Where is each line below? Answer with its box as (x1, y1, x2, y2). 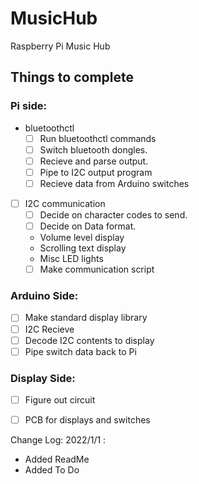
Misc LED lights (39, 253, 104, 265)
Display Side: (10, 371, 76, 385)
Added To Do (24, 464, 80, 476)
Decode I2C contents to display (24, 334, 155, 346)
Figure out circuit (24, 394, 96, 406)
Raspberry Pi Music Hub (10, 40, 111, 52)
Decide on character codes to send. (39, 209, 188, 221)
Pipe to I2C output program (39, 166, 153, 178)
